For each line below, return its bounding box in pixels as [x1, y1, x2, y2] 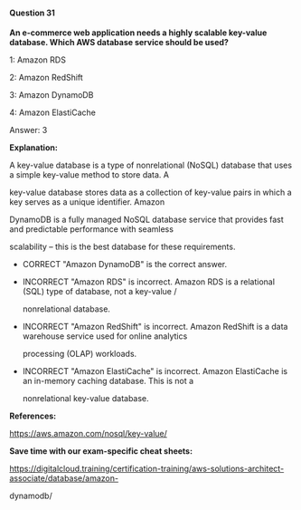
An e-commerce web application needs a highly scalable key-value [9, 27, 268, 38]
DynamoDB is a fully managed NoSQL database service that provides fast [9, 214, 285, 226]
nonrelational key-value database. [22, 393, 149, 404]
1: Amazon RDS [9, 54, 66, 65]
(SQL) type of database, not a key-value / [22, 286, 177, 297]
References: [9, 410, 57, 421]
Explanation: [9, 142, 59, 153]
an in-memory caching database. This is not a [22, 376, 194, 387]
